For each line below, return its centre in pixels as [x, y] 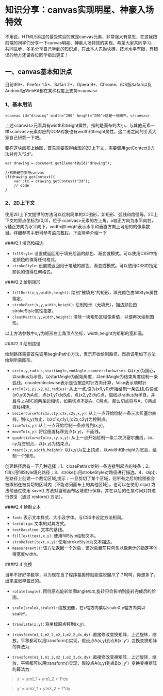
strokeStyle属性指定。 [34, 311]
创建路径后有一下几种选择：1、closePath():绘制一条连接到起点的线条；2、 [79, 466]
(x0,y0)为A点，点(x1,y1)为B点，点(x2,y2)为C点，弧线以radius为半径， [81, 395]
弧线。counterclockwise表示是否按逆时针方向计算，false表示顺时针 [79, 383]
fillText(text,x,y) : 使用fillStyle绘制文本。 [55, 536]
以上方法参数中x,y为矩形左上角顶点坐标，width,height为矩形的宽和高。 [76, 333]
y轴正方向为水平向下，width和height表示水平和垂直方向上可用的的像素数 [78, 227]
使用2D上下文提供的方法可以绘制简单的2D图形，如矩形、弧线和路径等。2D [79, 215]
